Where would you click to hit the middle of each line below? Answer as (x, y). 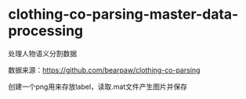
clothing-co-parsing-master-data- (123, 14)
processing (46, 31)
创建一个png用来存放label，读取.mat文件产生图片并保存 (98, 87)
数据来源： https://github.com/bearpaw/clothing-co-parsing (104, 70)
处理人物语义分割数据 (42, 53)
